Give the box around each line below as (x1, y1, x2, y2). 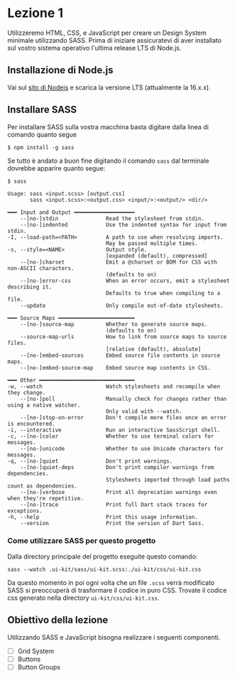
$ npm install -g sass (7, 144, 75, 151)
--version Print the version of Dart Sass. (20, 520, 204, 527)
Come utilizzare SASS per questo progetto (7, 536, 156, 546)
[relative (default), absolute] (105, 345, 202, 353)
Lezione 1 (7, 5, 64, 21)
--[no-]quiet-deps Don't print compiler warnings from (20, 463, 214, 470)
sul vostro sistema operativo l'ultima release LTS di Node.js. (7, 43, 182, 52)
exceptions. (7, 507, 43, 515)
